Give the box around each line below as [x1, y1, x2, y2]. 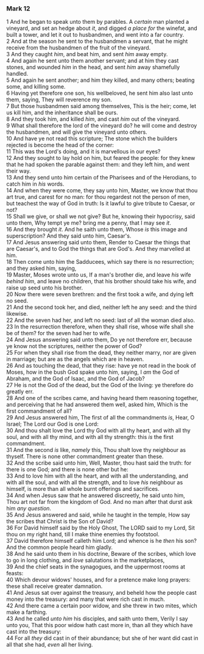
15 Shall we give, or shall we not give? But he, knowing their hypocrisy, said [6, 213, 195, 220]
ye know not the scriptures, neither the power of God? [6, 343, 142, 350]
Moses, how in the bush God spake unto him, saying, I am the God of [6, 368, 180, 376]
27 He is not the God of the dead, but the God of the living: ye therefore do [6, 382, 194, 389]
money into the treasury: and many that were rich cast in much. [6, 595, 166, 603]
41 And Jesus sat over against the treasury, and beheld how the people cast [6, 589, 197, 597]
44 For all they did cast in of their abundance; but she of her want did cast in [6, 634, 199, 642]
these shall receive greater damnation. [6, 583, 103, 590]
